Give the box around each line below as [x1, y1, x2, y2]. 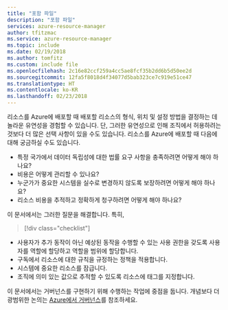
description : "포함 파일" [7, 16, 76, 23]
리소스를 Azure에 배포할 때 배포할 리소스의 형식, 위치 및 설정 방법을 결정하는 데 [7, 112, 218, 121]
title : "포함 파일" [7, 10, 57, 17]
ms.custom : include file [7, 61, 78, 68]
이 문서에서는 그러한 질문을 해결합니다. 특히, [7, 211, 125, 218]
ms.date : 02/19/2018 [7, 49, 67, 56]
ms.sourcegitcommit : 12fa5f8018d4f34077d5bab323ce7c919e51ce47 [7, 73, 192, 81]
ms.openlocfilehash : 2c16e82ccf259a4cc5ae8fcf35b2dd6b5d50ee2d [7, 67, 192, 74]
